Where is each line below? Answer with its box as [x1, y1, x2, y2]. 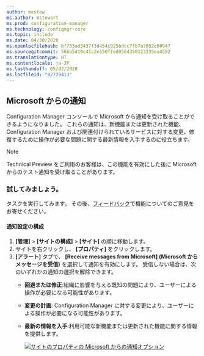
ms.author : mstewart [6, 15, 59, 21]
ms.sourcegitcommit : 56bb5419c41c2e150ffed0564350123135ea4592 [6, 49, 171, 55]
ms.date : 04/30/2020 [6, 37, 59, 43]
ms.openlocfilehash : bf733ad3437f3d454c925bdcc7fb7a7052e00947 [6, 43, 171, 49]
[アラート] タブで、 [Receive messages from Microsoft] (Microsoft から [15, 253, 199, 260]
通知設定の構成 [6, 222, 44, 230]
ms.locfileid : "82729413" [6, 71, 72, 78]
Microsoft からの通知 [6, 95, 87, 106]
